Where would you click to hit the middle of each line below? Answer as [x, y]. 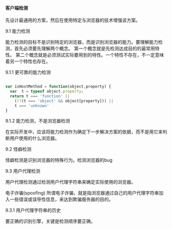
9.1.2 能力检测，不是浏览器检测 [38, 121]
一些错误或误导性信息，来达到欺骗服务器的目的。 [61, 199]
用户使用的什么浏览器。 [34, 138]
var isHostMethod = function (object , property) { [58, 87]
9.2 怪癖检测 [18, 149]
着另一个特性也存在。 [28, 61]
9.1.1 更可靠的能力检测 [28, 73]
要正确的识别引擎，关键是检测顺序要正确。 [50, 221]
